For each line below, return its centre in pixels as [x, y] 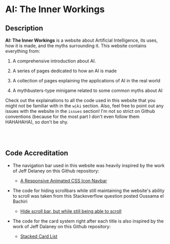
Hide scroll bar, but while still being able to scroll [71, 211]
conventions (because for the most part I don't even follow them [72, 116]
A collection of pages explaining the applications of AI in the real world [87, 81]
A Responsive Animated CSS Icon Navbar [64, 180]
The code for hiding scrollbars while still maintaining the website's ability [89, 190]
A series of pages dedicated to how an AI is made [64, 71]
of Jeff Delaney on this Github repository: [56, 171]
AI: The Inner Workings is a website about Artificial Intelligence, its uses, [82, 40]
